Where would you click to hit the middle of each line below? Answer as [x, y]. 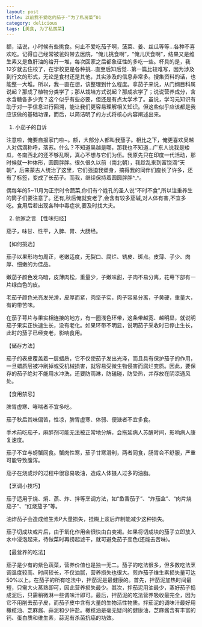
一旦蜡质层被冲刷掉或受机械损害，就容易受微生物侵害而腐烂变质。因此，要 [98, 366]
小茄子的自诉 [31, 127]
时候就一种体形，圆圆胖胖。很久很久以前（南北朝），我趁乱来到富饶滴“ [93, 163]
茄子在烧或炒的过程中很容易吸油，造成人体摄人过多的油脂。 [80, 473]
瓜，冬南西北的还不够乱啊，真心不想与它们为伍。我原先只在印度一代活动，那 [101, 155]
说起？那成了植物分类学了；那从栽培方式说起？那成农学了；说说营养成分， [98, 92]
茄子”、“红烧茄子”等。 [34, 506]
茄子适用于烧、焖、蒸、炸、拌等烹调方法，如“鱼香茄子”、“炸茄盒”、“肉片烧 [99, 499]
